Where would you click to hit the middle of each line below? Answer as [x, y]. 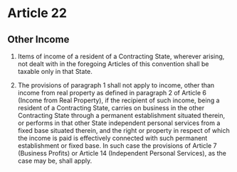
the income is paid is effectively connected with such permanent [112, 138]
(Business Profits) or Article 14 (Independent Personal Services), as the [122, 153]
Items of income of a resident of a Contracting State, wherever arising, [121, 56]
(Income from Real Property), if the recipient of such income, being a [118, 100]
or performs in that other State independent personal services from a [119, 123]
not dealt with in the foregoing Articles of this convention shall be [113, 64]
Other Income [38, 39]
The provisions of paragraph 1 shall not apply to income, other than [116, 85]
